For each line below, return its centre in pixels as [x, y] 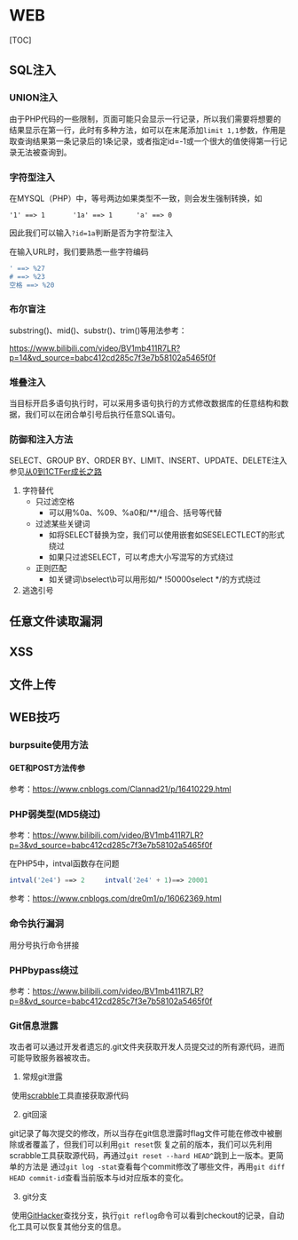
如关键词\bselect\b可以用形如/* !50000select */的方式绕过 [155, 579]
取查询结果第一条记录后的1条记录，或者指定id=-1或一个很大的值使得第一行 [145, 141]
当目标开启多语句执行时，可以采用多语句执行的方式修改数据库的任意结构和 [145, 403]
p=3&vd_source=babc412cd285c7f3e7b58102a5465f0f [111, 846]
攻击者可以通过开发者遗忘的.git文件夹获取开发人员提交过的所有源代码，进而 [147, 1047]
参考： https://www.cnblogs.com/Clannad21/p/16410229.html [121, 789]
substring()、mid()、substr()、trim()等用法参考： [98, 330]
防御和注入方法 [41, 440]
